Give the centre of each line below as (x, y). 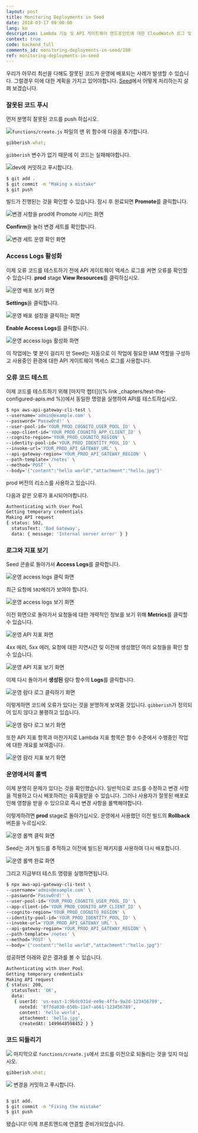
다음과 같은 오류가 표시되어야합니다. (47, 495)
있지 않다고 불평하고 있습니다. (46, 712)
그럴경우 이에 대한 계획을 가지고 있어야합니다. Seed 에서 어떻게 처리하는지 (98, 81)
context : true (24, 39)
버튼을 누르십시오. (27, 823)
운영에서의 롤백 (27, 774)
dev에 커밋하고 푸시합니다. (43, 167)
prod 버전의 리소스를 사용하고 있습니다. (51, 483)
